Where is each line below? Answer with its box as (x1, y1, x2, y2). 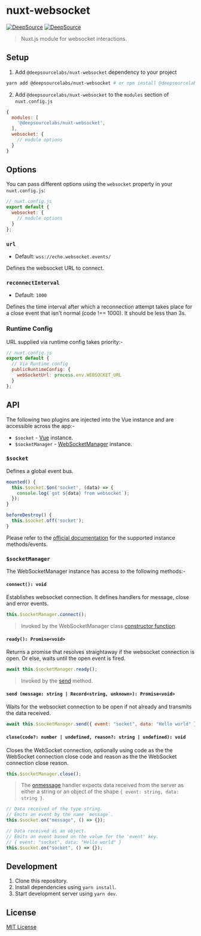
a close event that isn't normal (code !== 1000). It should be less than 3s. (6, 310, 187, 317)
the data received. (6, 710, 51, 717)
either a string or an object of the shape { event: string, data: (20, 788, 179, 796)
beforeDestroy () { (6, 512, 52, 518)
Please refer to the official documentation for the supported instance (6, 534, 175, 541)
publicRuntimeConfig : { (11, 367, 71, 373)
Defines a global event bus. (6, 467, 74, 474)
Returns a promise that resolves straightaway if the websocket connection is (6, 648, 195, 656)
